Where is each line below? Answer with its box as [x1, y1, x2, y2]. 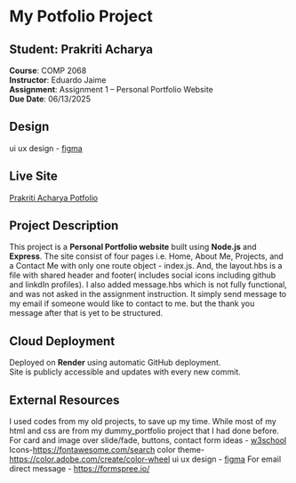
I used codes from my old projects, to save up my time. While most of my [9, 416, 277, 427]
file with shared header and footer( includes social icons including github [9, 270, 276, 281]
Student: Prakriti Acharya [9, 42, 154, 57]
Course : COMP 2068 [9, 65, 87, 76]
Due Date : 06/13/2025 [9, 93, 92, 104]
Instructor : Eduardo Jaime [9, 75, 107, 85]
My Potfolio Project [9, 6, 154, 27]
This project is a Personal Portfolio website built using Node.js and [9, 242, 257, 253]
